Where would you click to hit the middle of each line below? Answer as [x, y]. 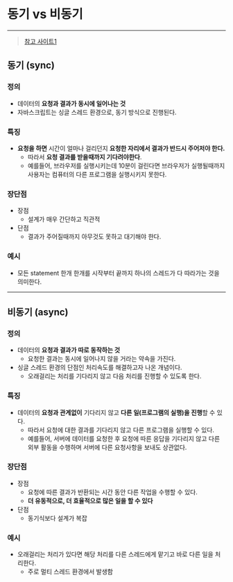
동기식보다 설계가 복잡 [58, 518]
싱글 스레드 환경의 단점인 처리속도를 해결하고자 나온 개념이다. [100, 367]
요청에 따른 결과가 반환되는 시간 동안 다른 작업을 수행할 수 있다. [112, 492]
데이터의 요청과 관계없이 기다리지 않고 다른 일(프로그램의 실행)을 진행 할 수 [116, 412]
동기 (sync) [31, 66]
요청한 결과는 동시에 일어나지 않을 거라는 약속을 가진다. [102, 359]
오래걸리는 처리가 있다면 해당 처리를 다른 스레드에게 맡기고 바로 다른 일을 [115, 554]
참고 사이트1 [40, 41]
